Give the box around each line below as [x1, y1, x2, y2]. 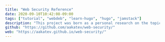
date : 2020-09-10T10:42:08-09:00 [5, 12, 74, 16]
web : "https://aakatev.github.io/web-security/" [5, 29, 107, 34]
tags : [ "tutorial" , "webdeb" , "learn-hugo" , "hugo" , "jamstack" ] [5, 16, 142, 21]
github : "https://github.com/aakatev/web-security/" [5, 25, 115, 30]
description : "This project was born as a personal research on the [5, 20, 148, 26]
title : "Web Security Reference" [5, 7, 74, 12]
